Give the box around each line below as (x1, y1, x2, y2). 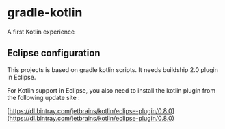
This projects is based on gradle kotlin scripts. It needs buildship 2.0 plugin (7, 65, 219, 73)
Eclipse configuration (7, 47, 101, 59)
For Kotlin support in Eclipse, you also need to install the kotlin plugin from (7, 86, 216, 94)
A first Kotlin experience (7, 27, 75, 36)
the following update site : (7, 93, 80, 102)
